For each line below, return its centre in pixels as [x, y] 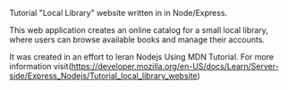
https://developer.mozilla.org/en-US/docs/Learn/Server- [175, 66]
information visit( [40, 66]
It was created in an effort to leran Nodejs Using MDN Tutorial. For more [142, 57]
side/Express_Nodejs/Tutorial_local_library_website [103, 76]
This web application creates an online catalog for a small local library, [139, 30]
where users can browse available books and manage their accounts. [137, 40]
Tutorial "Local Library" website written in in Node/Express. [119, 13]
